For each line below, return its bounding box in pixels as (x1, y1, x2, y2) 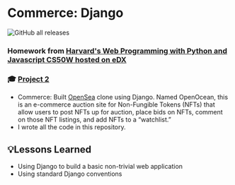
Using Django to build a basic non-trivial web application (17, 162, 183, 170)
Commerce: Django (7, 5, 124, 21)
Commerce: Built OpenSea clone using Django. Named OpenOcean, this (17, 93, 229, 102)
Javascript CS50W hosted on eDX (7, 54, 127, 64)
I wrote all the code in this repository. (17, 123, 126, 131)
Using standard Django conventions (17, 169, 122, 178)
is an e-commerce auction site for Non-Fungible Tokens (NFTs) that (17, 100, 215, 109)
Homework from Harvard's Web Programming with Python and (7, 46, 228, 56)
